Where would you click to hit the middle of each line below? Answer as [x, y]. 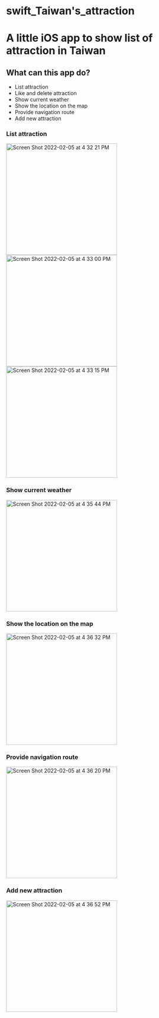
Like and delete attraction [46, 93]
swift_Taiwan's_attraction [70, 11]
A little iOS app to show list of [79, 38]
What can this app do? [48, 73]
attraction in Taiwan [56, 51]
